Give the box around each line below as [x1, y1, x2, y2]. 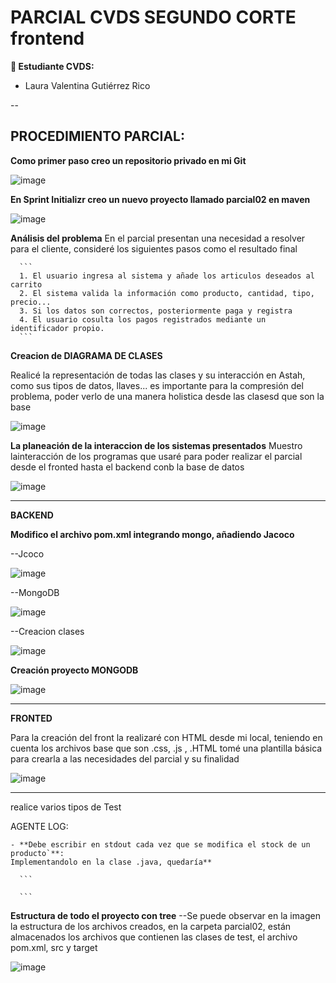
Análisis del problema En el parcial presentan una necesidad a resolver [10, 232, 306, 244]
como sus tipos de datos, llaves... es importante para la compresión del [10, 379, 304, 391]
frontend [10, 27, 85, 50]
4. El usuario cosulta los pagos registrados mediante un [19, 314, 267, 325]
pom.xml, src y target [10, 941, 98, 953]
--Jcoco [10, 547, 45, 560]
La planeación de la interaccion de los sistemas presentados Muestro [10, 439, 303, 451]
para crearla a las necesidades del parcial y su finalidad [10, 752, 240, 765]
